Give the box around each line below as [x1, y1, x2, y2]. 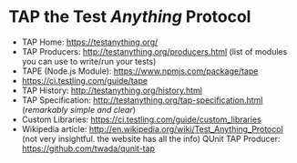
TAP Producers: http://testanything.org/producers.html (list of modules [21, 46, 288, 56]
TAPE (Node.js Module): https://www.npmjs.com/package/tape [21, 66, 259, 76]
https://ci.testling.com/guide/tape [21, 75, 148, 86]
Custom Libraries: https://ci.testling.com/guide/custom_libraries [21, 114, 261, 125]
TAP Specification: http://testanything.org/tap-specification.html [21, 94, 263, 106]
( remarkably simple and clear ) [21, 104, 137, 115]
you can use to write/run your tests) [21, 56, 157, 66]
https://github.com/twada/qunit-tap [21, 143, 156, 154]
